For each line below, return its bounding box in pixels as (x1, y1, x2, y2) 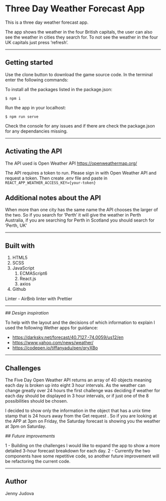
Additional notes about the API (5, 193, 101, 202)
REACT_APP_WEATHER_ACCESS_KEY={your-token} (5, 180, 96, 185)
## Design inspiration (5, 310, 49, 316)
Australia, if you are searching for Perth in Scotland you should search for (5, 217, 155, 223)
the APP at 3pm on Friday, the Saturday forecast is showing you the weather (5, 418, 161, 424)
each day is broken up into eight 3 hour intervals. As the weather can (5, 382, 146, 388)
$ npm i (5, 96, 21, 101)
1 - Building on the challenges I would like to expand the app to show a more (5, 443, 160, 448)
